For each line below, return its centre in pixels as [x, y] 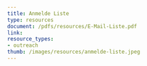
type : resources [30, 20]
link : [15, 33]
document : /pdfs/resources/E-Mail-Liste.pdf [72, 26]
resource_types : [30, 39]
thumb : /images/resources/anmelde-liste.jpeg [73, 52]
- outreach [23, 45]
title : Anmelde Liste [38, 13]
